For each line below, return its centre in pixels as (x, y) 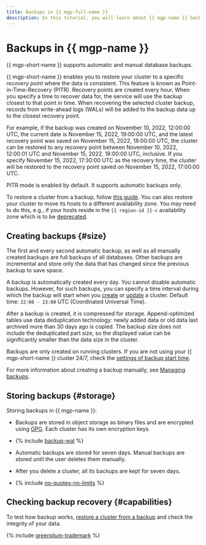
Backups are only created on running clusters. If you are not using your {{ (99, 352)
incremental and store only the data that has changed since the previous (98, 264)
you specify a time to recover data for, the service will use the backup (94, 96)
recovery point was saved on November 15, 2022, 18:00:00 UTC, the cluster (102, 141)
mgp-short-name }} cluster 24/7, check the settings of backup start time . (99, 358)
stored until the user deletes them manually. (71, 459)
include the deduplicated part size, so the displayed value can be (89, 333)
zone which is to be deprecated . (47, 217)
